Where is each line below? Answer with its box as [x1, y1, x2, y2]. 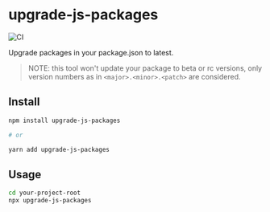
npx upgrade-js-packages [8, 197, 92, 205]
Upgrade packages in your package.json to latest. [8, 47, 174, 57]
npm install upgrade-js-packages [8, 116, 121, 124]
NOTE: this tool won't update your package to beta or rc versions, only [27, 63, 263, 73]
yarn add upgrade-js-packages [8, 145, 110, 153]
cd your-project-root [8, 189, 81, 198]
